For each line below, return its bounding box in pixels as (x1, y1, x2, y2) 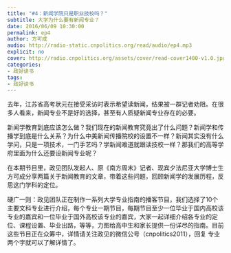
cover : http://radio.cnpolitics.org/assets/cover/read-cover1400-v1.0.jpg (7, 55, 226, 62)
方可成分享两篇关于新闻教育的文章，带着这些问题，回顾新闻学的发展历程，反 (7, 173, 224, 181)
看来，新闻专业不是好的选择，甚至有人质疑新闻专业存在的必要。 (19, 109, 200, 117)
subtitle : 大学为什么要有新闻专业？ (7, 16, 100, 23)
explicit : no (7, 49, 45, 56)
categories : (7, 61, 41, 68)
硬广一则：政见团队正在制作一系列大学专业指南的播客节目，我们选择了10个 (7, 195, 219, 203)
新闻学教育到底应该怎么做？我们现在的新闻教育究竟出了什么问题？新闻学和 (7, 123, 218, 131)
